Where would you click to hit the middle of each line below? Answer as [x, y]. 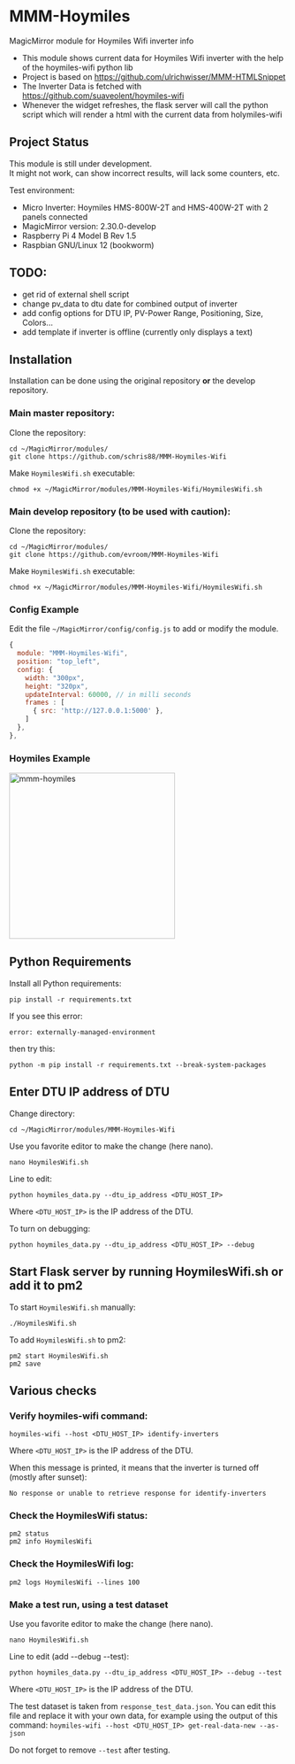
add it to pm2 [46, 1286]
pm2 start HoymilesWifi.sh [59, 1356]
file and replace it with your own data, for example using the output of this [144, 1716]
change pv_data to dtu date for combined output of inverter [130, 304]
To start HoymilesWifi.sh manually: [72, 1307]
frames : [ [45, 703]
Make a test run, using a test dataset [89, 1605]
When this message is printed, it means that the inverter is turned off [134, 1468]
